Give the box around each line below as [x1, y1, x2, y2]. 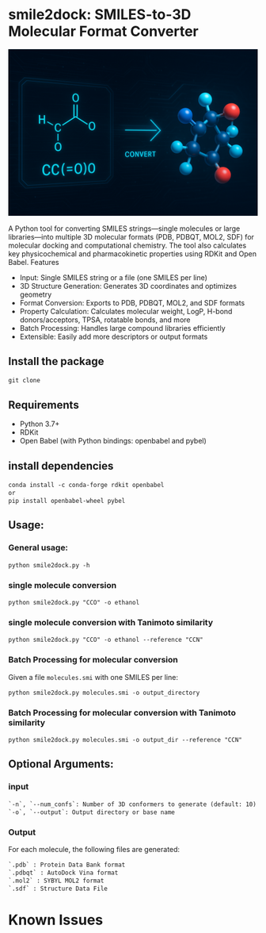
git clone [8, 377, 41, 385]
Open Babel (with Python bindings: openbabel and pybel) [19, 436, 207, 446]
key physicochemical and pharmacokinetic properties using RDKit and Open [8, 248, 257, 259]
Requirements [8, 398, 79, 412]
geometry [19, 290, 52, 299]
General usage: [8, 542, 69, 553]
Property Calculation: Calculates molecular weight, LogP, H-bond [19, 306, 233, 316]
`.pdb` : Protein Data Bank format [8, 861, 126, 869]
